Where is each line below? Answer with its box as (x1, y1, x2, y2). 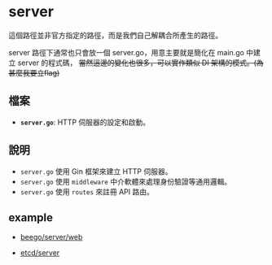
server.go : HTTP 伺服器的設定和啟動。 (20, 117, 151, 127)
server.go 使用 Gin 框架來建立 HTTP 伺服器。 (20, 166, 173, 176)
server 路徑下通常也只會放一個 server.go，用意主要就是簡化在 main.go (8, 47, 244, 57)
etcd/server (20, 248, 60, 258)
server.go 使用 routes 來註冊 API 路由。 (20, 186, 155, 197)
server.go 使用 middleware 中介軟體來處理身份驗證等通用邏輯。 (20, 176, 232, 186)
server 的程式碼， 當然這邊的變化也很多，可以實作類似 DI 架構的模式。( (17, 58, 257, 67)
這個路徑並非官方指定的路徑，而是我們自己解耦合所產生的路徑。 (8, 30, 222, 40)
